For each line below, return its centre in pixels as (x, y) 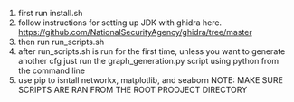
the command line (52, 70)
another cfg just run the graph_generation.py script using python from (148, 61)
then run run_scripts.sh (61, 42)
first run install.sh (50, 13)
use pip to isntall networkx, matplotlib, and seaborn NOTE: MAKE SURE (150, 80)
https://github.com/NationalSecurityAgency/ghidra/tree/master (135, 32)
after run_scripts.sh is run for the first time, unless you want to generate (152, 51)
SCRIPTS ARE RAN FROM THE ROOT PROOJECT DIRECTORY (133, 90)
